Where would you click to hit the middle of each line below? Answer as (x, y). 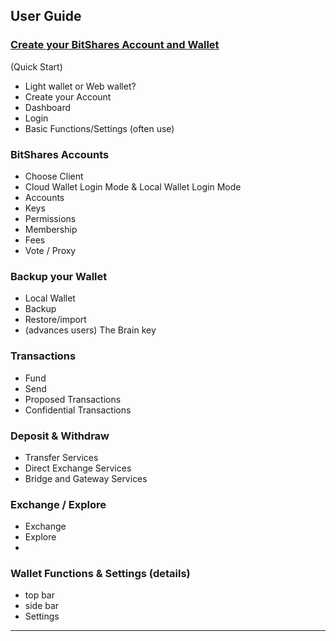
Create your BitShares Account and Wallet (115, 45)
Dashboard (48, 107)
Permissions (50, 218)
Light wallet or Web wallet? (80, 86)
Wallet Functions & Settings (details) (100, 574)
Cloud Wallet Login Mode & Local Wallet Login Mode (133, 186)
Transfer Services (61, 457)
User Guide (46, 16)
